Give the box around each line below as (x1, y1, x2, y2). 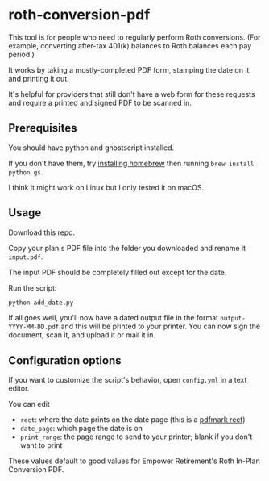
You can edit (8, 399, 50, 409)
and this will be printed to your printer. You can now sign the (60, 321, 260, 332)
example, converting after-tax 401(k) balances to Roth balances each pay (8, 40, 252, 50)
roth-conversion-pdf (8, 6, 151, 24)
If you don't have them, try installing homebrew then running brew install (8, 158, 255, 168)
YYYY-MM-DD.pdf (8, 323, 60, 332)
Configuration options (8, 353, 122, 367)
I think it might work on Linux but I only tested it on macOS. (8, 182, 204, 192)
